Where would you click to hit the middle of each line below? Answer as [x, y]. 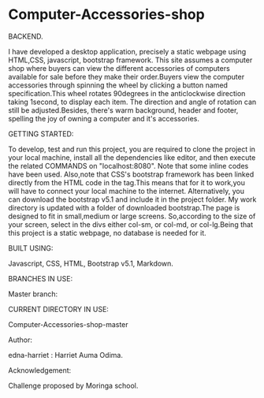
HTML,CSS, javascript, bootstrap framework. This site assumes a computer [130, 60]
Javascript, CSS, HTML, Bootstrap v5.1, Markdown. [91, 263]
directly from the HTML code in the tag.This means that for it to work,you [127, 182]
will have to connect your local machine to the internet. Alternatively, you [126, 191]
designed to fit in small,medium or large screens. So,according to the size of [132, 216]
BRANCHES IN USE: [41, 278]
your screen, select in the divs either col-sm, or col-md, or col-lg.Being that [131, 224]
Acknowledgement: [40, 370]
